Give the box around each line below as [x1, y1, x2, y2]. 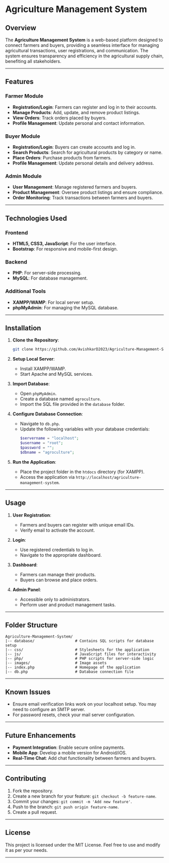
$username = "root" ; [20, 441, 63, 446]
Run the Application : [12, 459, 56, 465]
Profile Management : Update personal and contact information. [12, 120, 145, 126]
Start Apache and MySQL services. [20, 371, 93, 377]
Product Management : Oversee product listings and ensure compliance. [12, 190, 163, 196]
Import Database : [12, 381, 50, 387]
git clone [12, 347, 34, 352]
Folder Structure [5, 621, 58, 629]
